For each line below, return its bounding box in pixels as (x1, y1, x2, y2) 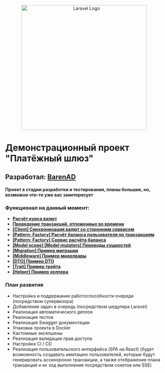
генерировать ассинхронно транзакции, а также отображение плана (12, 356, 160, 362)
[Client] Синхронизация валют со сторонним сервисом (12, 226, 134, 232)
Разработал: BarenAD (5, 173, 76, 181)
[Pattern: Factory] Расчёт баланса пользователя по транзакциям (12, 232, 155, 238)
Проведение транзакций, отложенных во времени (12, 221, 124, 227)
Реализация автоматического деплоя (12, 308, 93, 315)
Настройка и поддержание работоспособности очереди (12, 293, 134, 299)
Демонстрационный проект (5, 142, 130, 154)
